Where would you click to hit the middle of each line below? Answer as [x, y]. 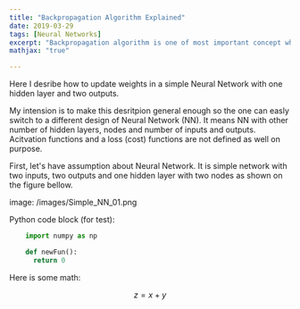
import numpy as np [62, 236]
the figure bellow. [41, 185]
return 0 [49, 260]
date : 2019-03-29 [42, 26]
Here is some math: [45, 277]
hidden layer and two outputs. [64, 94]
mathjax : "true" [39, 51]
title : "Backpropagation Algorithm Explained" [97, 17]
